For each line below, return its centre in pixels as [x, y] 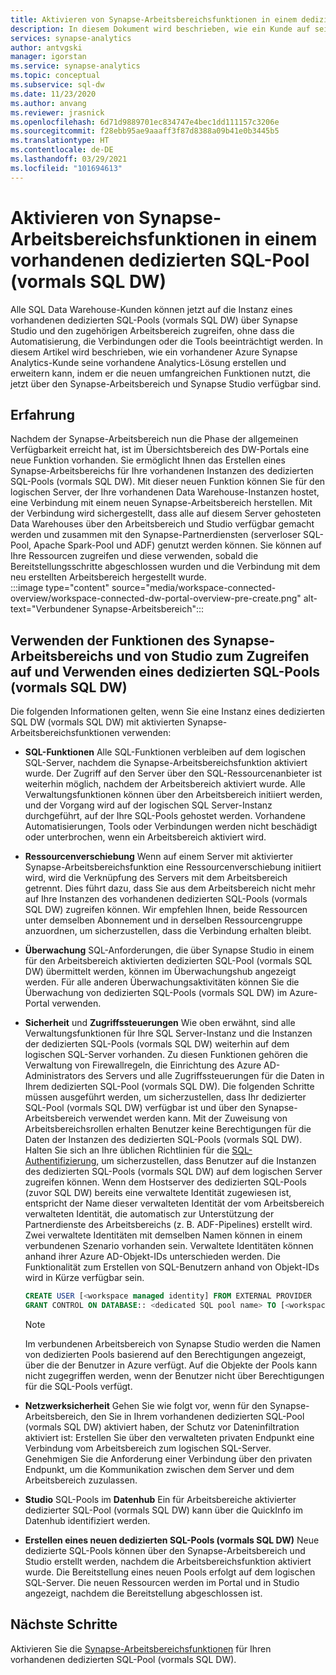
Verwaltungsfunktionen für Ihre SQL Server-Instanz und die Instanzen [168, 1033]
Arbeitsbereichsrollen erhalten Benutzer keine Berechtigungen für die [168, 1129]
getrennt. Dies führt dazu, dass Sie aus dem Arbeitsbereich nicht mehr [170, 888]
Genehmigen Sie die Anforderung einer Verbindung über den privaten [168, 1458]
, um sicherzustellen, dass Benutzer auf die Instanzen [206, 1161]
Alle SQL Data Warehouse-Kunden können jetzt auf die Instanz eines [151, 309]
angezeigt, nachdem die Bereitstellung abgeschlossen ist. [143, 1593]
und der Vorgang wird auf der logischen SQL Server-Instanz [148, 805]
